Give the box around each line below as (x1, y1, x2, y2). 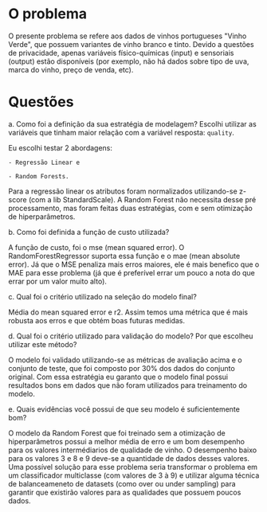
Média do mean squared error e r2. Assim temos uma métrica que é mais (8, 307, 249, 317)
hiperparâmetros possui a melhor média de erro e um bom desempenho (8, 436, 245, 446)
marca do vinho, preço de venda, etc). (8, 64, 134, 74)
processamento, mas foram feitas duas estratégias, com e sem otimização (8, 203, 253, 213)
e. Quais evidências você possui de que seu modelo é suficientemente (8, 404, 241, 414)
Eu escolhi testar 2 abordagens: (8, 143, 113, 152)
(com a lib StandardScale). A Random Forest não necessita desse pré (28, 194, 257, 204)
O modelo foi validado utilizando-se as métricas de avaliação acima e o (8, 355, 242, 365)
